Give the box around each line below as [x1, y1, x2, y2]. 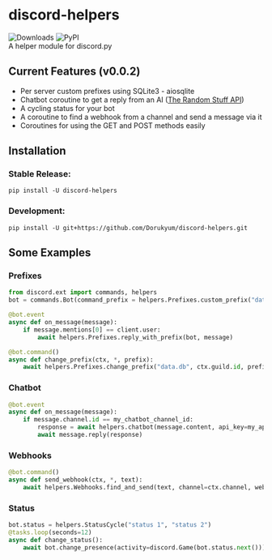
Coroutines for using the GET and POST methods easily [19, 120, 206, 130]
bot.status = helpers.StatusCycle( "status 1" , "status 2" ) [8, 521, 212, 529]
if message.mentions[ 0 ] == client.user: [23, 326, 161, 334]
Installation [8, 144, 66, 158]
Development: [8, 205, 66, 216]
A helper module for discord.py [8, 41, 113, 50]
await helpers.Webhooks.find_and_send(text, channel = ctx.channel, [23, 484, 252, 492]
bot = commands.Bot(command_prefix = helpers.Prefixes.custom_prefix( [8, 296, 252, 305]
